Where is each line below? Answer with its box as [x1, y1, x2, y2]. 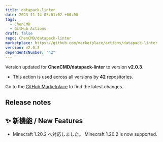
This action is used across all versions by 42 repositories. [12, 74, 134, 80]
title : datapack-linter [5, 7, 56, 13]
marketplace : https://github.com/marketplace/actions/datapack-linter [5, 41, 158, 46]
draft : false [5, 31, 33, 36]
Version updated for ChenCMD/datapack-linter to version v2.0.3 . [5, 64, 144, 70]
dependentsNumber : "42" [5, 50, 56, 55]
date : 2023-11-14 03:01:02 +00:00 [5, 12, 79, 17]
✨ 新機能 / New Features [5, 117, 83, 125]
